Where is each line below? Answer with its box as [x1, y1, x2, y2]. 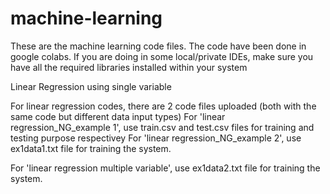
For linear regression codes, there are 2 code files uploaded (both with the [10, 100, 317, 112]
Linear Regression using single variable [10, 80, 172, 92]
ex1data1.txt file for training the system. [10, 142, 172, 154]
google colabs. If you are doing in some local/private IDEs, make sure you [10, 50, 314, 62]
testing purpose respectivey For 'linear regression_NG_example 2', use [10, 132, 302, 144]
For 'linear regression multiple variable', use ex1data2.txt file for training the [10, 162, 321, 174]
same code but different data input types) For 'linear [10, 110, 226, 122]
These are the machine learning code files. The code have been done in [10, 40, 307, 52]
